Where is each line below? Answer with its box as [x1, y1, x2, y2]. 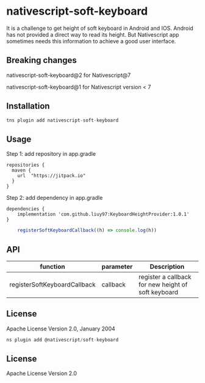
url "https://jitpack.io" [17, 173, 86, 179]
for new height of [138, 280, 188, 288]
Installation [6, 101, 50, 111]
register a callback [138, 272, 192, 281]
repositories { [6, 162, 45, 169]
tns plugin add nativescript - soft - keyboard [6, 117, 119, 123]
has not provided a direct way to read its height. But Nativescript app [6, 31, 179, 38]
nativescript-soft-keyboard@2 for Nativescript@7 [6, 71, 131, 79]
